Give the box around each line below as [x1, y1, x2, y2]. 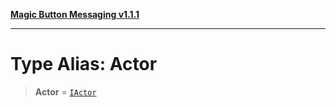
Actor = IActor [34, 85, 97, 98]
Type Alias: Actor [10, 53, 158, 76]
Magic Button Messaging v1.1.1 [10, 9, 140, 20]
